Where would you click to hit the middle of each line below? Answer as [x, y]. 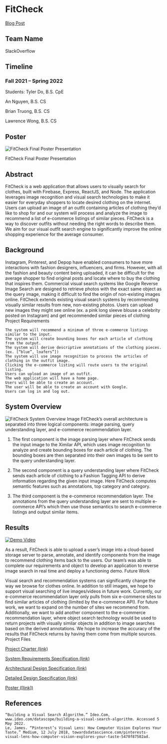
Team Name [24, 39]
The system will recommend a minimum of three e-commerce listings [77, 330]
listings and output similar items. [45, 512]
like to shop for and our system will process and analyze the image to [76, 213]
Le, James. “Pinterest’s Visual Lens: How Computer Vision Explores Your [83, 728]
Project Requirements [27, 321]
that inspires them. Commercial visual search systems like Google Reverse [82, 283]
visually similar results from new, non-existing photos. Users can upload [79, 305]
